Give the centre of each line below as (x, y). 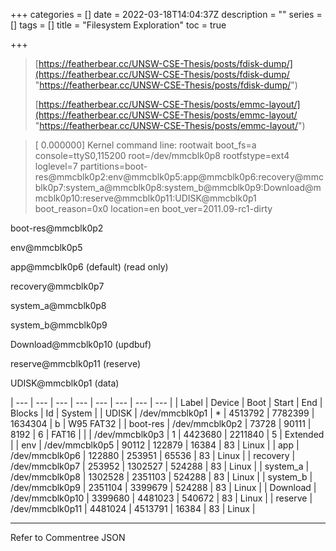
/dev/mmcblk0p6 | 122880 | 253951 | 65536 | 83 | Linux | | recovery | (153, 455)
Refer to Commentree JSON (68, 537)
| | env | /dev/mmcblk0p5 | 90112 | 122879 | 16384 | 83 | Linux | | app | (155, 445)
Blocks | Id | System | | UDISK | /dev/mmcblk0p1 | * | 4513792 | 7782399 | (162, 413)
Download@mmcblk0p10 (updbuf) (81, 344)
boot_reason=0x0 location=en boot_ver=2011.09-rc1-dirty (153, 208)
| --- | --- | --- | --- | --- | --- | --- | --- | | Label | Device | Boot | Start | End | (166, 402)
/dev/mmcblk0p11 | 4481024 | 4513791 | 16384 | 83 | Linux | (133, 508)
